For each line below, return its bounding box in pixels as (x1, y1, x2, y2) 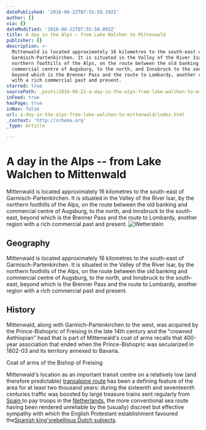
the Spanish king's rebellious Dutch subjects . (6, 416, 118, 423)
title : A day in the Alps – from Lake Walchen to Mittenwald (6, 32, 166, 38)
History (6, 304, 36, 315)
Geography (6, 238, 50, 249)
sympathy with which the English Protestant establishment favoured (6, 410, 178, 417)
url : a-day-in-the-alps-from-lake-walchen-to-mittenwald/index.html (6, 111, 185, 118)
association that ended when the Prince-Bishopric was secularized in (18, 341, 194, 348)
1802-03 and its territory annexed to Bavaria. (6, 347, 120, 354)
